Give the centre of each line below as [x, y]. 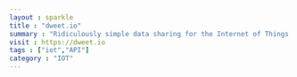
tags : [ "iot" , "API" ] [49, 50]
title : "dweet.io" [45, 26]
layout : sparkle [41, 17]
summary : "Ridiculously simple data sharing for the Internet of [135, 34]
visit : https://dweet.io [57, 42]
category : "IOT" [41, 58]
